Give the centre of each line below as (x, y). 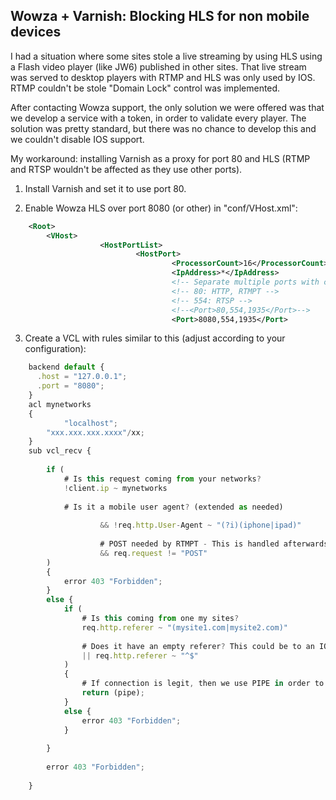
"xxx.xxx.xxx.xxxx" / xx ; (95, 432)
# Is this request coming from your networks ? (162, 479)
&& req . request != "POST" (153, 553)
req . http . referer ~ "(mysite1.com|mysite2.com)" (184, 627)
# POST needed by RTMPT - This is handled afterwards (214, 544)
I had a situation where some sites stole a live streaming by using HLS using (166, 56)
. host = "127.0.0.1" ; (82, 377)
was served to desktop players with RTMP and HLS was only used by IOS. (163, 77)
